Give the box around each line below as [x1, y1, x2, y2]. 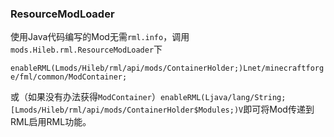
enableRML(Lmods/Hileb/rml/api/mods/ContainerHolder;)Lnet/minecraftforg [10, 63, 325, 74]
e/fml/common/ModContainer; [10, 72, 128, 82]
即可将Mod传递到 [243, 103, 315, 116]
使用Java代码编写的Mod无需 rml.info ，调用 [10, 31, 190, 43]
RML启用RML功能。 [10, 116, 92, 128]
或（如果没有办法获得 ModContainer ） [10, 91, 161, 103]
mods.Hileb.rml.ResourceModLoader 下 [10, 43, 163, 56]
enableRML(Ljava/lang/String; [159, 93, 287, 103]
